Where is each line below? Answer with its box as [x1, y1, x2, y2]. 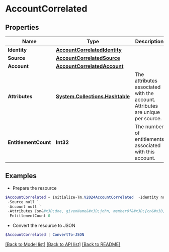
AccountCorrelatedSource [56, 55, 121, 61]
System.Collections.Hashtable [56, 93, 130, 100]
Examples [5, 172, 37, 180]
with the [135, 90, 154, 97]
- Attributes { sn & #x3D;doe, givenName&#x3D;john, [7, 209, 112, 214]
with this [135, 148, 155, 155]
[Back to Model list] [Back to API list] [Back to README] [5, 241, 121, 247]
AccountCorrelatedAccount [56, 63, 124, 69]
